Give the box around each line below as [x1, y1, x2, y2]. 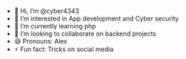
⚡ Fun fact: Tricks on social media [14, 45, 114, 53]
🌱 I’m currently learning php [14, 22, 96, 30]
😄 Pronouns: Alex [14, 37, 68, 45]
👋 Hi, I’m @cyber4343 [14, 7, 80, 15]
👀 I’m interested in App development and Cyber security [14, 14, 180, 23]
